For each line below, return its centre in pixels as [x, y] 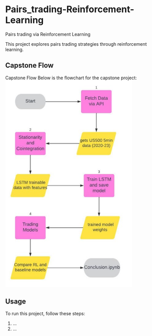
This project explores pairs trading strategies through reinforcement [76, 44]
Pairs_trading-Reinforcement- [70, 9]
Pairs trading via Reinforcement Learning [48, 34]
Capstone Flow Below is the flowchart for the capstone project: [71, 78]
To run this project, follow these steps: [45, 314]
